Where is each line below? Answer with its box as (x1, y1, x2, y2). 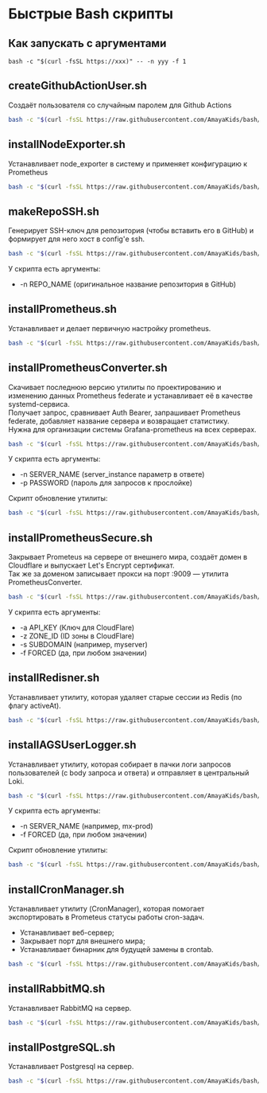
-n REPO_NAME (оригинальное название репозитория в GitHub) (19, 279, 237, 289)
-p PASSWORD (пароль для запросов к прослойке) (19, 478, 193, 488)
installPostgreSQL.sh (8, 1040, 116, 1055)
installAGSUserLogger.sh (8, 738, 137, 752)
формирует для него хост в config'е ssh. (8, 234, 145, 244)
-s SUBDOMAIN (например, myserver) (19, 640, 149, 649)
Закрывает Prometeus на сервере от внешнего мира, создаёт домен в (8, 552, 248, 562)
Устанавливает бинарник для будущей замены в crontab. (19, 945, 214, 954)
